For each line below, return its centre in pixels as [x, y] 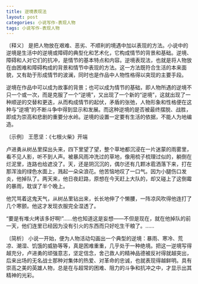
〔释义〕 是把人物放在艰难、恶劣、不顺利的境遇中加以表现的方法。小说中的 [97, 45]
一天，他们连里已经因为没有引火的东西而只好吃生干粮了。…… [80, 226]
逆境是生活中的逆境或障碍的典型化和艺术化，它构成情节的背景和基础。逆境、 [99, 53]
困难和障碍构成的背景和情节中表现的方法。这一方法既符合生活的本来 [99, 68]
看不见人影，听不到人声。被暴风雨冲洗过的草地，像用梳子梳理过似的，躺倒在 [99, 157]
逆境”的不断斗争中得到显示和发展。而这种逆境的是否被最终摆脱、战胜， [105, 110]
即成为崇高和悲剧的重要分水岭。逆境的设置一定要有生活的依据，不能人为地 [96, 117]
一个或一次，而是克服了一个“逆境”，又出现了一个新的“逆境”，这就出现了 [98, 95]
